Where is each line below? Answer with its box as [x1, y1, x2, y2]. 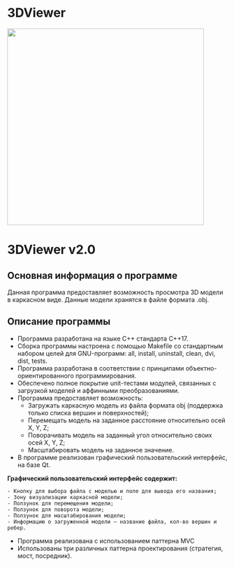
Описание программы [7, 316, 110, 328]
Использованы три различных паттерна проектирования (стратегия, [17, 544, 224, 552]
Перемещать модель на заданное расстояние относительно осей [27, 416, 226, 424]
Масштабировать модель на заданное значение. [27, 445, 175, 454]
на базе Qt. [17, 460, 51, 469]
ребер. [7, 524, 27, 531]
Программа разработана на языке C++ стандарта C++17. [17, 334, 189, 343]
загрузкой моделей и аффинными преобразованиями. [17, 386, 180, 394]
